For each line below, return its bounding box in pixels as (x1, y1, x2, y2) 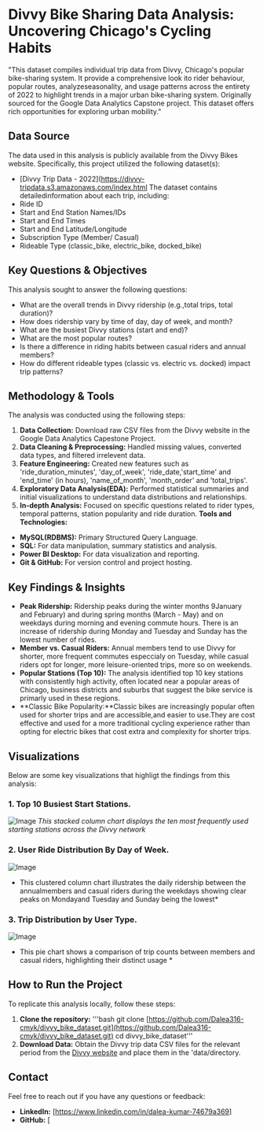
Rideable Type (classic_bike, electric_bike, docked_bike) (19, 241, 203, 250)
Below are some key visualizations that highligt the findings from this (8, 771, 230, 780)
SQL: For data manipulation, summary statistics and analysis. (19, 541, 217, 551)
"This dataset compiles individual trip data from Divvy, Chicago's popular (8, 65, 245, 74)
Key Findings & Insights (8, 581, 126, 594)
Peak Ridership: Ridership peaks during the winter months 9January (19, 602, 242, 611)
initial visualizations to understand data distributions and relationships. (19, 492, 247, 502)
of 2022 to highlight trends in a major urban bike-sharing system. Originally (8, 90, 252, 99)
